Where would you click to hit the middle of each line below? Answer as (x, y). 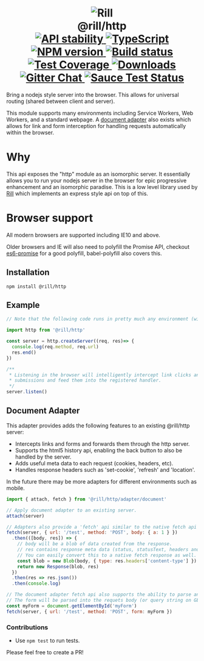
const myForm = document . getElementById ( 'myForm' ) (72, 606)
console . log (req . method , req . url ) (55, 347)
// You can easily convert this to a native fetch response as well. (107, 555)
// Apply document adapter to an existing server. (72, 510)
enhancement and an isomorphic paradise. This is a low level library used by (102, 187)
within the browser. (30, 132)
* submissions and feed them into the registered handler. (85, 381)
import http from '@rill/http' (46, 330)
